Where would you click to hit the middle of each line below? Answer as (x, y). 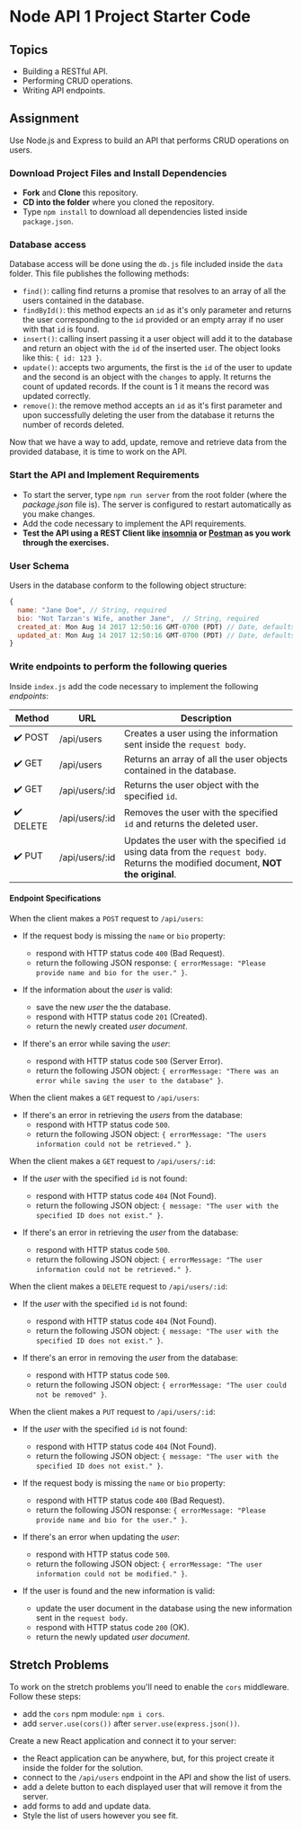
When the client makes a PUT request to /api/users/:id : (112, 1411)
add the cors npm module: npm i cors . (93, 1713)
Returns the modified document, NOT (204, 863)
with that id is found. (61, 329)
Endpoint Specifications (55, 898)
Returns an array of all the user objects (206, 759)
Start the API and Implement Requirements (104, 475)
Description (206, 718)
